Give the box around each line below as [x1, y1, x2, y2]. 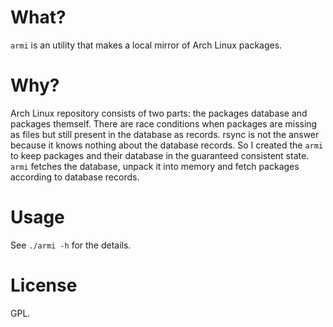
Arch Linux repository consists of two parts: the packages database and [10, 107, 308, 119]
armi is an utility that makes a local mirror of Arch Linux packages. [10, 39, 283, 51]
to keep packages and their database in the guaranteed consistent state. [10, 149, 310, 161]
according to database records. [10, 171, 140, 183]
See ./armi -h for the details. [10, 239, 132, 251]
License [10, 274, 78, 296]
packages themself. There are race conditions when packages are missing [10, 117, 318, 130]
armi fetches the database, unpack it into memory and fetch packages [10, 160, 300, 172]
